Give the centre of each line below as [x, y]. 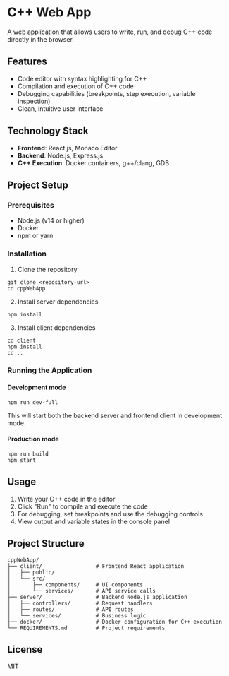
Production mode [33, 439]
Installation [27, 254]
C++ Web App [49, 12]
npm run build [28, 454]
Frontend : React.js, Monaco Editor [67, 148]
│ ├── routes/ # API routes [70, 609]
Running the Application [50, 370]
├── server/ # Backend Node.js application [98, 597]
